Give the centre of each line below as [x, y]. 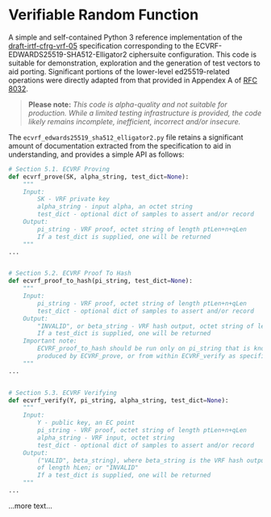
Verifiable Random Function [104, 15]
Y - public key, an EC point [86, 423]
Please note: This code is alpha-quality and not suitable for [127, 104]
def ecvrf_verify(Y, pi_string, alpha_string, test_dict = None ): [119, 400]
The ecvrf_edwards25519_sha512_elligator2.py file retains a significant [126, 137]
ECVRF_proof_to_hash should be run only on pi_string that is [144, 349]
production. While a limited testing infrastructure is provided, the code [145, 113]
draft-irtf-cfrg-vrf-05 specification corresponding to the [101, 45]
